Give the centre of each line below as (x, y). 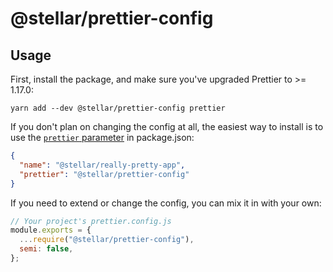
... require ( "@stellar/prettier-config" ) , (107, 240)
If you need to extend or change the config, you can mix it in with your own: (166, 203)
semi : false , (46, 249)
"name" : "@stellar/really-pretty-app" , (102, 165)
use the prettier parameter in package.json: (102, 137)
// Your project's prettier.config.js (91, 221)
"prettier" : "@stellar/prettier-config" (104, 174)
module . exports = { (51, 230)
